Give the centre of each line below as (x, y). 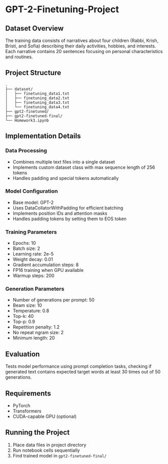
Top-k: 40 (23, 316)
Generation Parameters (35, 289)
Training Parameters (31, 232)
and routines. (19, 57)
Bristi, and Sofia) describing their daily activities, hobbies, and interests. (81, 46)
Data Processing (26, 151)
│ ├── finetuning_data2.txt (38, 98)
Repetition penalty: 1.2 (36, 327)
